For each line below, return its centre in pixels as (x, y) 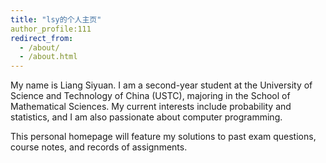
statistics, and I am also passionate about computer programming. (146, 117)
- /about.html (48, 57)
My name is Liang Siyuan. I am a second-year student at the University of (161, 85)
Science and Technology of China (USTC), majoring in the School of (150, 96)
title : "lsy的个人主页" (56, 19)
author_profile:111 (51, 29)
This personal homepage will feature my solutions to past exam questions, (163, 137)
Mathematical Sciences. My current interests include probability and (151, 107)
